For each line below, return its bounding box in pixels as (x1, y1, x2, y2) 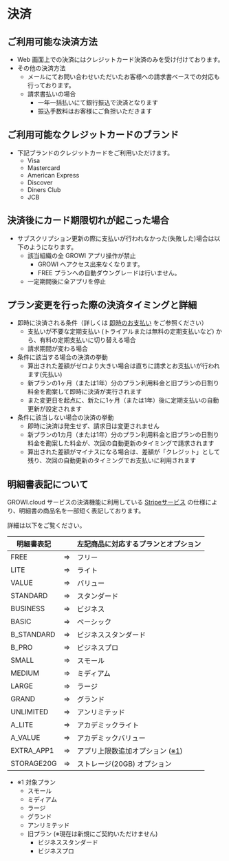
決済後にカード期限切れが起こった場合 (7, 215, 170, 226)
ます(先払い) (27, 370, 63, 379)
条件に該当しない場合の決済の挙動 (17, 414, 114, 422)
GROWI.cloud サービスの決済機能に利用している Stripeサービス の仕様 (7, 498, 206, 507)
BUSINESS (10, 604, 45, 613)
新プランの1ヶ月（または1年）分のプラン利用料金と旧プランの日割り (27, 379, 219, 387)
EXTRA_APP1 (10, 746, 54, 756)
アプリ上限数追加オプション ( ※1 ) (76, 746, 183, 756)
